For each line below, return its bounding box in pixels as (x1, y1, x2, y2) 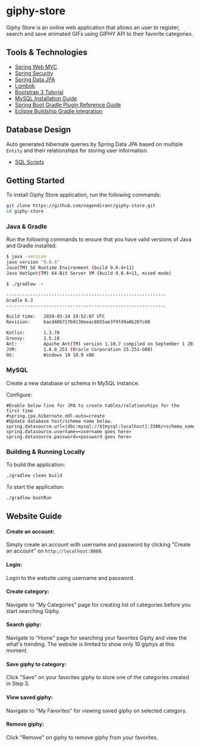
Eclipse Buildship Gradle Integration (14, 107, 103, 114)
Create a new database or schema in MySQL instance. (6, 379, 140, 387)
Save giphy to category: (6, 660, 67, 667)
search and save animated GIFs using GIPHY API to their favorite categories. (6, 30, 193, 37)
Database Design (6, 125, 71, 135)
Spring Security (14, 70, 54, 77)
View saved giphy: (6, 693, 54, 701)
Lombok (14, 82, 36, 89)
